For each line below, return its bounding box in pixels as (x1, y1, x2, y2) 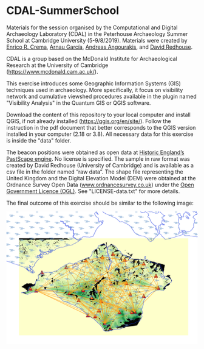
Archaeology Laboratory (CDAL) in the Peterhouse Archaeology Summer (6, 30, 188, 37)
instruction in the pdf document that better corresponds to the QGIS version (6, 124, 196, 131)
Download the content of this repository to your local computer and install (6, 111, 191, 118)
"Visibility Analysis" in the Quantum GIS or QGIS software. (6, 99, 151, 107)
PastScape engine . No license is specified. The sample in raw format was (6, 155, 190, 162)
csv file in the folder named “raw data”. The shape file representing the (6, 168, 183, 175)
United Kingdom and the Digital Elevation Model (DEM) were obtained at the (6, 174, 196, 182)
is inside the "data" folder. (6, 136, 72, 144)
